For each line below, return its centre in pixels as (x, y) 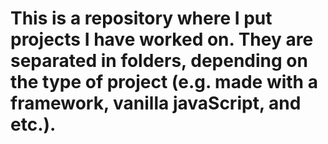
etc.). (33, 124)
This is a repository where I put (141, 18)
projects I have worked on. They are (162, 39)
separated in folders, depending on (159, 61)
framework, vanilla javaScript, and (156, 103)
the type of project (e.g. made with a (164, 82)
